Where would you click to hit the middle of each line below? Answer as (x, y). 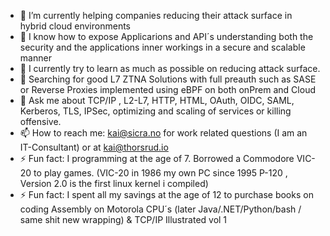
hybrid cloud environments (75, 26)
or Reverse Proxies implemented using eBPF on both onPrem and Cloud (167, 89)
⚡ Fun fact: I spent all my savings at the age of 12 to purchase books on (166, 194)
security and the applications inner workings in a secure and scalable (162, 47)
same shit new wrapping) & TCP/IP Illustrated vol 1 (123, 219)
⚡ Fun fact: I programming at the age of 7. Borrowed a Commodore (157, 158)
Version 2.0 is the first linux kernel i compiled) (114, 183)
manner (35, 58)
